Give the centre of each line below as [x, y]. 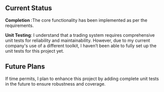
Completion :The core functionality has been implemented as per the [76, 20]
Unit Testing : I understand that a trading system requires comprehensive [80, 35]
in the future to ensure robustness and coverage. [55, 84]
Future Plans [25, 67]
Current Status [29, 8]
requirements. [19, 25]
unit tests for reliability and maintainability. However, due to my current [78, 40]
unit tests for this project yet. [35, 51]
